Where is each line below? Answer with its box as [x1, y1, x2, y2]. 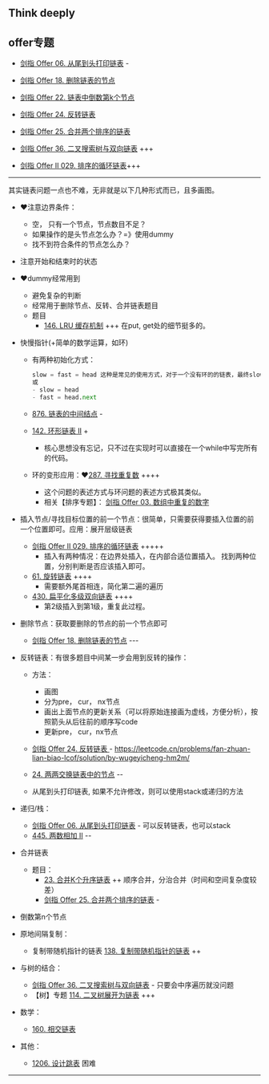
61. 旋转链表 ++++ [31, 571, 92, 581]
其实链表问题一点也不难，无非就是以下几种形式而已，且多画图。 [8, 185, 219, 195]
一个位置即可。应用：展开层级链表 [19, 524, 133, 534]
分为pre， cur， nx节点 [43, 696, 120, 706]
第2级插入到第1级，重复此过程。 [43, 601, 150, 611]
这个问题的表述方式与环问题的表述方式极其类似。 [43, 487, 206, 497]
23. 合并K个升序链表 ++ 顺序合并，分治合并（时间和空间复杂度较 [43, 875, 258, 884]
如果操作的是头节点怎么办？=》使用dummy [31, 229, 174, 239]
